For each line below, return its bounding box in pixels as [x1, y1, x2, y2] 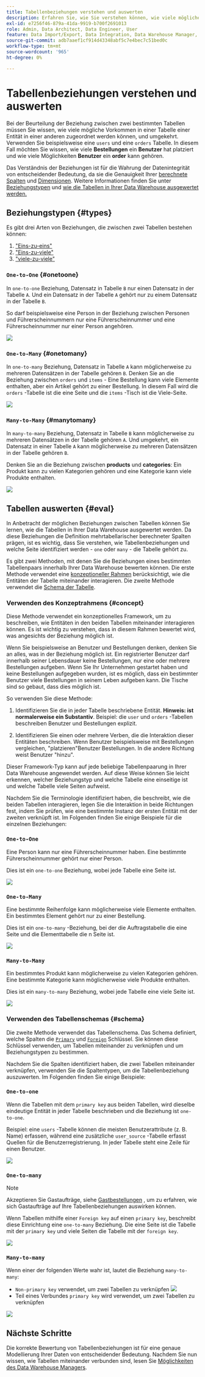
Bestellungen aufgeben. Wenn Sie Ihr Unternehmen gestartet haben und [6, 664, 188, 671]
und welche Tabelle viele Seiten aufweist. [6, 782, 111, 790]
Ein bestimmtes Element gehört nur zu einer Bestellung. [6, 912, 146, 919]
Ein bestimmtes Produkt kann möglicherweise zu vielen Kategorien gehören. [6, 970, 198, 977]
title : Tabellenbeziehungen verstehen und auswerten [6, 9, 143, 15]
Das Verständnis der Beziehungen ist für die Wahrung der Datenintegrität [6, 163, 190, 171]
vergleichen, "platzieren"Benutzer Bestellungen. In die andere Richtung [15, 745, 195, 752]
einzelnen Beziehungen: [6, 820, 67, 828]
